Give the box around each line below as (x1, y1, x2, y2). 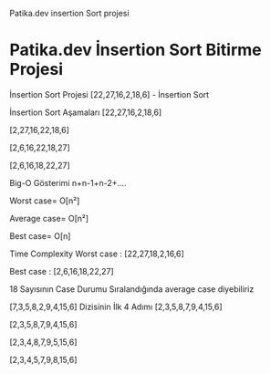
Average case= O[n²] (9, 213, 89, 223)
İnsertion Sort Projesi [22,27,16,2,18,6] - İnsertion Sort (9, 88, 210, 99)
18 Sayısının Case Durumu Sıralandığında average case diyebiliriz (9, 283, 255, 295)
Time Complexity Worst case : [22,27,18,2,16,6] (9, 248, 184, 259)
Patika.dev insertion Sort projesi (9, 8, 130, 18)
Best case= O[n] (9, 230, 71, 241)
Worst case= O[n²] (9, 195, 80, 206)
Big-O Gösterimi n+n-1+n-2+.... (9, 177, 127, 188)
